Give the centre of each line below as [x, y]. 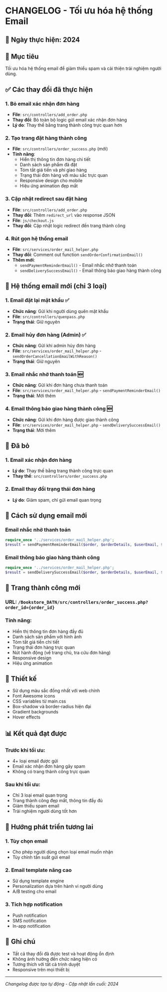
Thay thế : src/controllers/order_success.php [60, 476]
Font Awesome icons [34, 696]
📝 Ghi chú [20, 942]
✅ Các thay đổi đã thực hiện [49, 89]
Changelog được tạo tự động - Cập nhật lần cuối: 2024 [62, 984]
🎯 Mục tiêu [22, 57]
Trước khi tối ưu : [25, 750]
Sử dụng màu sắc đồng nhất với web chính [56, 691]
